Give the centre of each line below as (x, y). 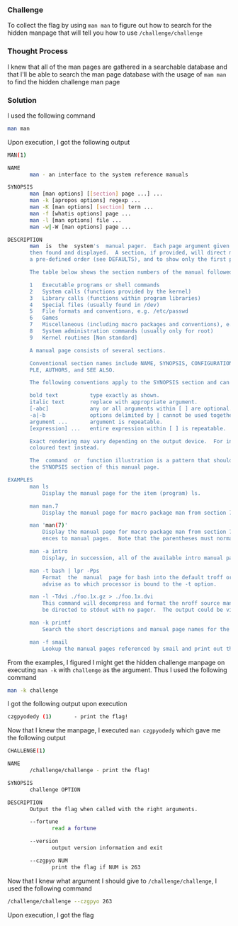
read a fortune (74, 829)
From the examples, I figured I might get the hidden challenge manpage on (116, 662)
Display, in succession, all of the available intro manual (132, 558)
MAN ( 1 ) (17, 155)
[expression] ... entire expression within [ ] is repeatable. (128, 428)
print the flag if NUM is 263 (96, 867)
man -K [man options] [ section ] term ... (91, 207)
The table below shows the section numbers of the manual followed (131, 272)
